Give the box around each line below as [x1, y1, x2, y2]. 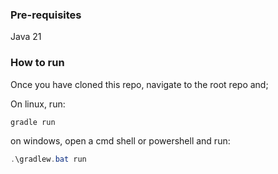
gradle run [10, 117, 56, 127]
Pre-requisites [10, 8, 82, 22]
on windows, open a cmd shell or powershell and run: [10, 135, 231, 147]
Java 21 [10, 31, 42, 43]
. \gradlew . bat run [10, 154, 87, 165]
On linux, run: [10, 98, 66, 110]
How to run [10, 56, 65, 70]
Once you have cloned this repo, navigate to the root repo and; [10, 78, 269, 90]
